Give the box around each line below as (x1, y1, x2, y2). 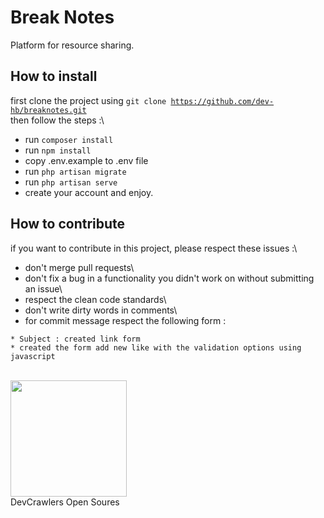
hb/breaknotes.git (10, 105, 87, 115)
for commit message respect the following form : (24, 314, 227, 326)
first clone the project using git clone (10, 94, 167, 106)
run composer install (24, 133, 114, 145)
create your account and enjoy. (24, 186, 154, 198)
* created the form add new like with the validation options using (10, 342, 302, 353)
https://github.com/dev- (170, 96, 275, 106)
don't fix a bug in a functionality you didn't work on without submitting (24, 272, 315, 284)
